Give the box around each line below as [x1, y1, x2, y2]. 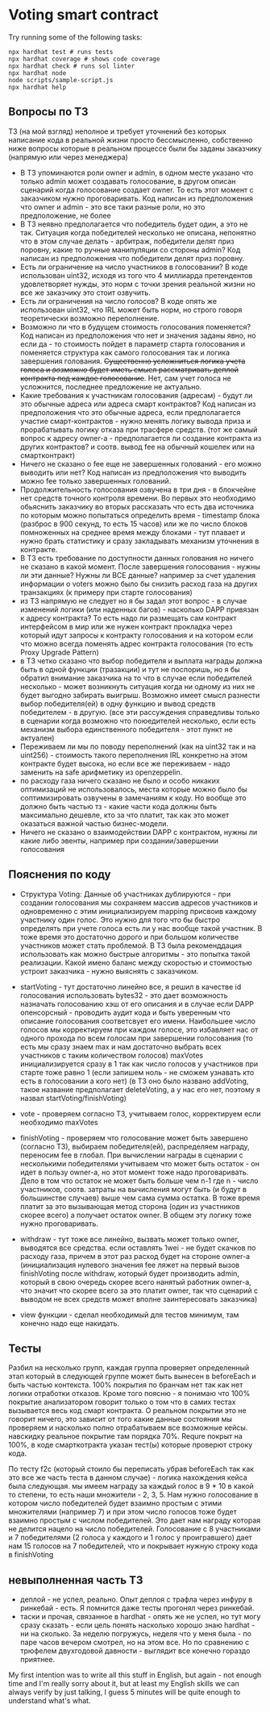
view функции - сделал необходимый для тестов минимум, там [19, 1310, 239, 1319]
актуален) [19, 733, 55, 742]
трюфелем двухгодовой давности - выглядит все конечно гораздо [19, 1646, 251, 1656]
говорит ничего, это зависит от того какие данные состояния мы [8, 1415, 232, 1424]
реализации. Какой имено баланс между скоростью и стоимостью [19, 958, 252, 967]
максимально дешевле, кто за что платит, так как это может [19, 810, 230, 820]
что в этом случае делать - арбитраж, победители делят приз [19, 236, 235, 246]
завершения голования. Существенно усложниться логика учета [19, 356, 246, 366]
